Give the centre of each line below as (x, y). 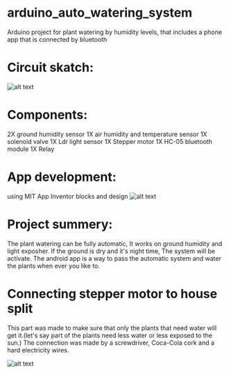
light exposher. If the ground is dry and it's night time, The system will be (111, 251)
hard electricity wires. (38, 350)
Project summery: (60, 224)
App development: (62, 177)
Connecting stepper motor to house (112, 294)
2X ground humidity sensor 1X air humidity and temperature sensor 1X (107, 134)
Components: (48, 115)
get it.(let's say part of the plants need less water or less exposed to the (110, 335)
